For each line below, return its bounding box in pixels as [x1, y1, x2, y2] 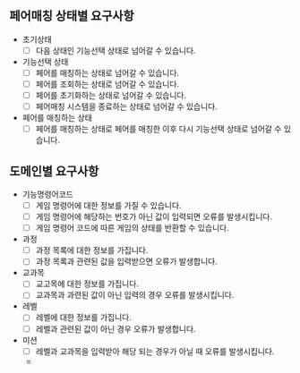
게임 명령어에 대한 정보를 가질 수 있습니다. [35, 200, 182, 210]
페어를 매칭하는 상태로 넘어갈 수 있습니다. [35, 67, 180, 78]
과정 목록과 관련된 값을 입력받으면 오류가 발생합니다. [35, 256, 218, 267]
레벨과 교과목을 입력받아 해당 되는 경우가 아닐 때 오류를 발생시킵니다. [35, 345, 275, 356]
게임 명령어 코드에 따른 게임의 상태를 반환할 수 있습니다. [35, 223, 230, 233]
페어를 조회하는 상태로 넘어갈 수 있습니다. [35, 79, 180, 89]
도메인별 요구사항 [9, 164, 99, 179]
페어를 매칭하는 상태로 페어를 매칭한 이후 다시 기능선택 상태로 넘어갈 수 [35, 123, 282, 134]
